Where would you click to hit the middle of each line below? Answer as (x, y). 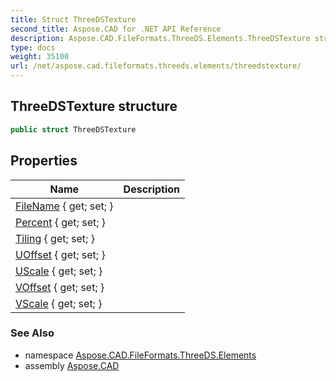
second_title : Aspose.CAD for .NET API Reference (116, 29)
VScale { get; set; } (59, 303)
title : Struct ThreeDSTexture (73, 19)
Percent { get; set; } (61, 222)
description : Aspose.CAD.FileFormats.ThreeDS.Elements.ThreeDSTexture (160, 38)
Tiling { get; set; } (55, 238)
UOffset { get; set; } (60, 254)
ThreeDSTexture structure (94, 106)
